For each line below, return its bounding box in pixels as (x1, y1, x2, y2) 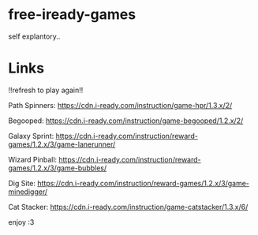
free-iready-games (8, 6, 136, 24)
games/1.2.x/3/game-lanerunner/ (8, 140, 116, 149)
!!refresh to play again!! (8, 85, 84, 95)
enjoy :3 (8, 217, 35, 226)
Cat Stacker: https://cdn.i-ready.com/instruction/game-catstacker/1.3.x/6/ (8, 202, 249, 211)
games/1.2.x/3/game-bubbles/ (8, 163, 107, 173)
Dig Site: (8, 178, 36, 188)
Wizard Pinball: (8, 155, 58, 164)
